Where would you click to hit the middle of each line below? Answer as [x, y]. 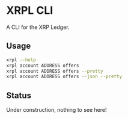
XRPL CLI [30, 11]
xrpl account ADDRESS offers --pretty [55, 71]
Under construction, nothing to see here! [56, 110]
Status [19, 95]
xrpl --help [21, 60]
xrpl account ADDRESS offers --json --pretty [64, 77]
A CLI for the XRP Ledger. [38, 27]
